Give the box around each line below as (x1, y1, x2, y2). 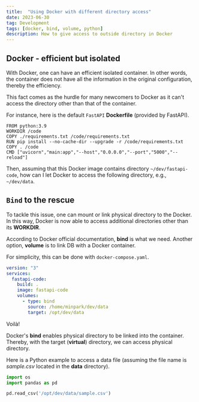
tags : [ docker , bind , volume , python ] (6, 25, 103, 32)
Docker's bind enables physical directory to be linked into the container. (6, 332, 184, 339)
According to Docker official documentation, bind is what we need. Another (6, 235, 193, 243)
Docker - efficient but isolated (6, 53, 120, 64)
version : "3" (6, 265, 39, 271)
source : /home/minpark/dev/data (28, 304, 109, 310)
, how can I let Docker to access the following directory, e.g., (17, 171, 167, 179)
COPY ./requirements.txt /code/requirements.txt (6, 133, 130, 140)
